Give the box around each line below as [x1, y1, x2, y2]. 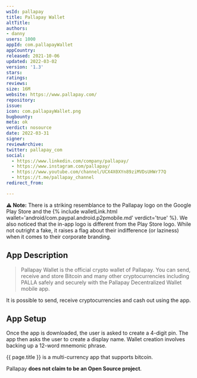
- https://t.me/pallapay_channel [11, 175, 95, 181]
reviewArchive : [6, 141, 44, 147]
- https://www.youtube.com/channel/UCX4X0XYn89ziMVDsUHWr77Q [11, 169, 167, 175]
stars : [6, 70, 23, 75]
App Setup [6, 313, 46, 324]
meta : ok [6, 119, 28, 125]
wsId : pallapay [6, 8, 44, 15]
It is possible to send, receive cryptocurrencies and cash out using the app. [6, 297, 192, 304]
